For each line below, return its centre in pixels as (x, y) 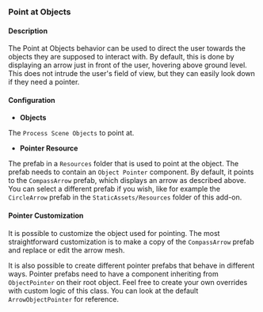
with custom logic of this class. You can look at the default (103, 291)
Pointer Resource (49, 148)
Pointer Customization (46, 215)
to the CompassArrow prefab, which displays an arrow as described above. (127, 181)
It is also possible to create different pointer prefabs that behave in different (131, 265)
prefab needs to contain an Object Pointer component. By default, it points (131, 172)
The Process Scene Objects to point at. (71, 133)
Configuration (32, 100)
